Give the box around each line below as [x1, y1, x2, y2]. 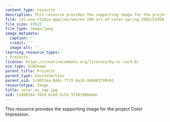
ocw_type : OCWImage [5, 64, 47, 69]
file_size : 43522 [5, 21, 42, 27]
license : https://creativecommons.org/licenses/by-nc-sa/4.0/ [5, 59, 139, 64]
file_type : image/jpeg [5, 26, 53, 31]
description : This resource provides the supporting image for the [5, 12, 151, 17]
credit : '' [10, 40, 33, 46]
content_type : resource [5, 7, 56, 13]
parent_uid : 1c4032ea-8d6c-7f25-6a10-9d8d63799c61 [5, 78, 114, 83]
